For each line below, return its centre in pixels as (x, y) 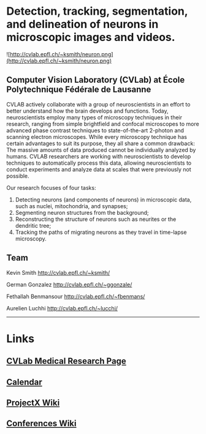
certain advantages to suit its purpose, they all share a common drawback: (101, 143)
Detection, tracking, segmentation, (97, 11)
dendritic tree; (33, 225)
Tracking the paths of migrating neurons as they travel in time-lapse (101, 232)
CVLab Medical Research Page (67, 361)
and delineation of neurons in (82, 24)
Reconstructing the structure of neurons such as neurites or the (96, 219)
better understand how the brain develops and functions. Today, (87, 111)
